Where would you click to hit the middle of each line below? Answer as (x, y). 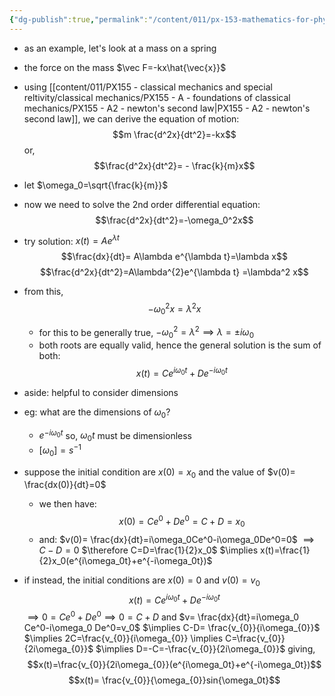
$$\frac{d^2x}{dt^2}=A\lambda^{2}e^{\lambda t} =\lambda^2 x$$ (174, 272)
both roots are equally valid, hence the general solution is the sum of (180, 345)
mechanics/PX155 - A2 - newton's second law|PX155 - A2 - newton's (167, 108)
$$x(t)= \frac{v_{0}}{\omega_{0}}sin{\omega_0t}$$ (174, 680)
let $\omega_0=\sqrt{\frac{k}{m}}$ (96, 185)
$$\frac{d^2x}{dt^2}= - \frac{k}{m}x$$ (174, 165)
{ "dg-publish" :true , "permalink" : (79, 19)
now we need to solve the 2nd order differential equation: (142, 204)
